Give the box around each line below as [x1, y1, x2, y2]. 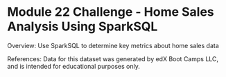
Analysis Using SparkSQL [7, 19, 158, 34]
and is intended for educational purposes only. [7, 62, 140, 70]
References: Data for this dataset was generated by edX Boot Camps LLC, [7, 54, 219, 63]
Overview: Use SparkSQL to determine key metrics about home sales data [7, 41, 220, 49]
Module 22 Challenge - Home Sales [7, 4, 215, 20]
